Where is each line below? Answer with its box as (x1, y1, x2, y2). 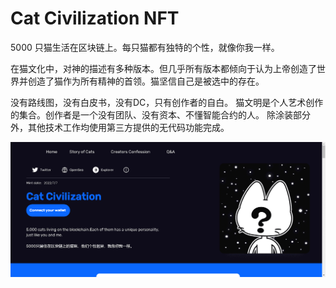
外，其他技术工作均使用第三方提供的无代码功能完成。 (10, 121, 230, 133)
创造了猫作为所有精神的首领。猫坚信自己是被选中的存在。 (27, 75, 265, 87)
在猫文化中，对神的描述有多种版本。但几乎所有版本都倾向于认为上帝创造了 (10, 62, 317, 74)
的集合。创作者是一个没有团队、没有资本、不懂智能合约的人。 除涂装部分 (10, 108, 311, 121)
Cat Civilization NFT (10, 7, 180, 30)
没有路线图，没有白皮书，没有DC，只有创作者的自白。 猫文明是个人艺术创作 (10, 96, 324, 108)
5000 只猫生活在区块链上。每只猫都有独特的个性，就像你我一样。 (10, 41, 280, 53)
